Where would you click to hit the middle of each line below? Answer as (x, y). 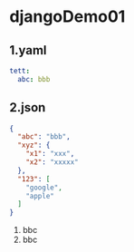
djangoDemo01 (67, 17)
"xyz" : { (34, 145)
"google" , (44, 188)
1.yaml (28, 50)
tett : (19, 71)
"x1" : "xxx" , (50, 154)
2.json (28, 107)
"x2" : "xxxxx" (52, 162)
